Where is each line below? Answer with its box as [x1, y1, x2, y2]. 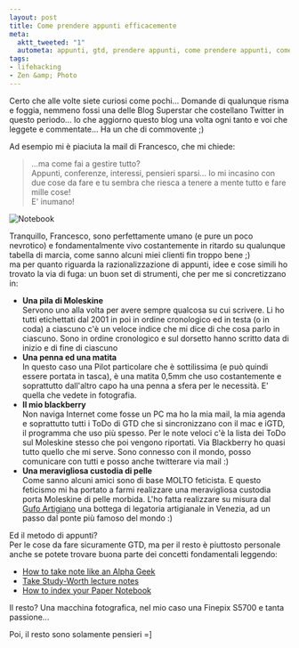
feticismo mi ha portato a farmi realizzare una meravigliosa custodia [21, 484, 271, 495]
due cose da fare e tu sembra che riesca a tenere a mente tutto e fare [30, 177, 287, 188]
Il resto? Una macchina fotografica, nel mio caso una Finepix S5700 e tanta [9, 602, 285, 612]
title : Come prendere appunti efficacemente [9, 21, 177, 30]
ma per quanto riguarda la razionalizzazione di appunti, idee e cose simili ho [9, 259, 288, 270]
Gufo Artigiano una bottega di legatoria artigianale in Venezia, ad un [21, 503, 271, 514]
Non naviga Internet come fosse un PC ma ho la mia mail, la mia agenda [21, 409, 287, 419]
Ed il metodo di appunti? [9, 530, 98, 540]
